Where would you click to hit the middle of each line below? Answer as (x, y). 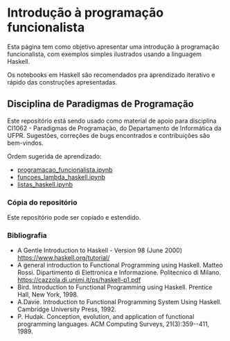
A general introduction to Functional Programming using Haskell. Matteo (120, 265)
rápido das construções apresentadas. (62, 82)
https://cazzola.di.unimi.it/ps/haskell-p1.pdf (79, 280)
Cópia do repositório (42, 202)
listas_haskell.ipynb (45, 184)
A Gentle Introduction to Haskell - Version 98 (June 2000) (99, 250)
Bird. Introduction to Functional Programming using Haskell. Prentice (115, 287)
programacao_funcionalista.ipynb (65, 169)
